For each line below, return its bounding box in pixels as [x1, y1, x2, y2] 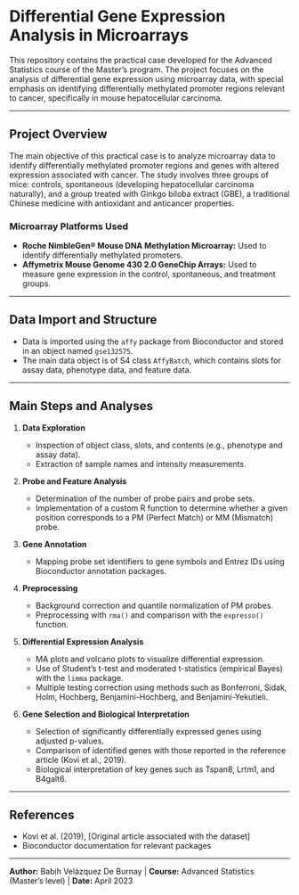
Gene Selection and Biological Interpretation [21, 709, 190, 719]
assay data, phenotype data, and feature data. [21, 364, 192, 375]
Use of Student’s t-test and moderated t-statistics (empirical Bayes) [35, 662, 283, 674]
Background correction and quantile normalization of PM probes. [35, 600, 274, 611]
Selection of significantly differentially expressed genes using [35, 726, 262, 736]
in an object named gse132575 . [21, 345, 133, 356]
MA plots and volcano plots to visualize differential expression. [35, 653, 265, 664]
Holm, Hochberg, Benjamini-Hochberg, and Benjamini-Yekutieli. [35, 691, 269, 702]
